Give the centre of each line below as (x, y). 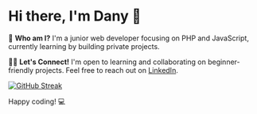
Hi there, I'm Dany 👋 (75, 16)
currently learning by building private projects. (84, 46)
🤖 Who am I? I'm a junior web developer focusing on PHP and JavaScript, (128, 38)
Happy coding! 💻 (37, 101)
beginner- (224, 62)
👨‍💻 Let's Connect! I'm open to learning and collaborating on (107, 62)
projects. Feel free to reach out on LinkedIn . (107, 70)
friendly (21, 70)
